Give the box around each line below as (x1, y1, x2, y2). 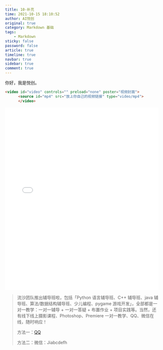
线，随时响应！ (17, 319, 47, 325)
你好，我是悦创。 (5, 80, 39, 86)
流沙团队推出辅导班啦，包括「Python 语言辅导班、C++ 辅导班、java (17, 295, 153, 300)
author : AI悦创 (5, 16, 35, 21)
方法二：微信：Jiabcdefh (17, 339, 67, 345)
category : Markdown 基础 (5, 25, 54, 30)
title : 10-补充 (5, 7, 35, 12)
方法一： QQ (17, 329, 41, 335)
